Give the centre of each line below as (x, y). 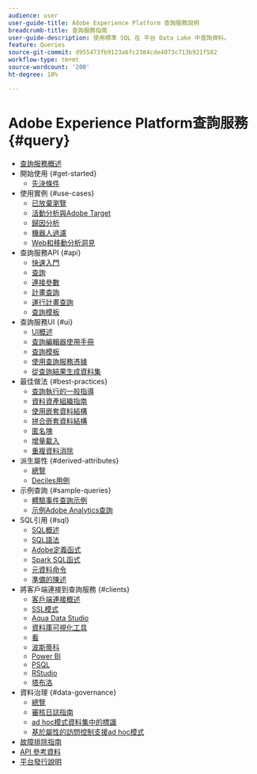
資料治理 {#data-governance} (68, 692)
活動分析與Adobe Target (71, 213)
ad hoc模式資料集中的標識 (74, 722)
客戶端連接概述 (56, 599)
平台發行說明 (40, 761)
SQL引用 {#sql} (44, 520)
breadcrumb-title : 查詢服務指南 (58, 30)
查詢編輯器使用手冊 (63, 341)
